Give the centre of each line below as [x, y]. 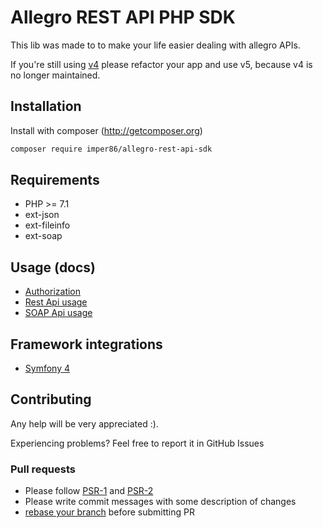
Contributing [51, 399]
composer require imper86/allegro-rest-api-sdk [111, 149]
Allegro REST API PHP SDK [123, 17]
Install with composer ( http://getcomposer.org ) [106, 130]
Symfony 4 [47, 368]
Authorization [53, 292]
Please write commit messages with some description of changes [160, 502]
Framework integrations [86, 344]
